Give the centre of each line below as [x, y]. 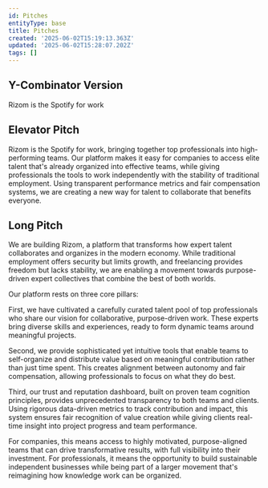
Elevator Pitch [44, 130]
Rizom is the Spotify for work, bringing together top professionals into [124, 149]
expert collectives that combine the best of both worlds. [124, 279]
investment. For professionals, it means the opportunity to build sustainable [133, 458]
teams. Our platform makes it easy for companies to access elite [153, 158]
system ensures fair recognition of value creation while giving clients [122, 417]
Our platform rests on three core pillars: [73, 294]
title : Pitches [34, 30]
